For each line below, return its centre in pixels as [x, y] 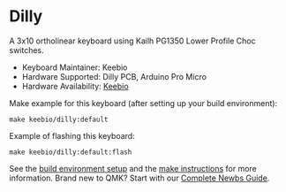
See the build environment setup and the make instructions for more [133, 168]
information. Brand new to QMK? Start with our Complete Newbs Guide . [139, 178]
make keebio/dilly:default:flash [71, 152]
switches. [26, 50]
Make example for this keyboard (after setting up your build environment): [143, 103]
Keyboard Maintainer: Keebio [75, 67]
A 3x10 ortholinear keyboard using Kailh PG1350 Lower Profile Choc [132, 41]
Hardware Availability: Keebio [75, 86]
